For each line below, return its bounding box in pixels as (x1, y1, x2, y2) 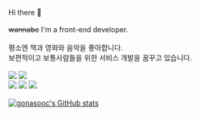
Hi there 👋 (8, 8, 42, 17)
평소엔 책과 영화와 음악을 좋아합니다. (8, 43, 123, 52)
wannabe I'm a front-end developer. (8, 25, 129, 34)
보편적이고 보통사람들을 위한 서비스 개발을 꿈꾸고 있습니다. (8, 53, 193, 62)
